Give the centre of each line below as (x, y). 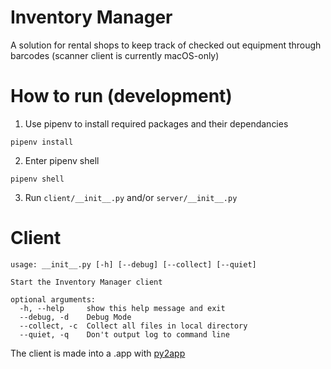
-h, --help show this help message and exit (122, 308)
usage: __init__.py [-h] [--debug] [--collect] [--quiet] (133, 264)
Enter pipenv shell (62, 160)
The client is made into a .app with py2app (98, 353)
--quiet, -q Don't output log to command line (124, 334)
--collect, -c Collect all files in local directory (133, 326)
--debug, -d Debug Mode (75, 317)
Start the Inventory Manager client (86, 282)
